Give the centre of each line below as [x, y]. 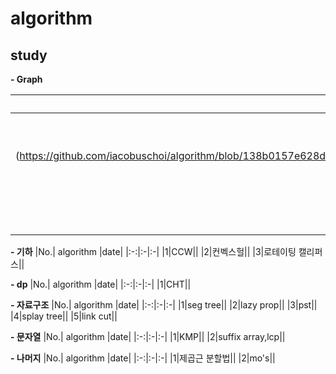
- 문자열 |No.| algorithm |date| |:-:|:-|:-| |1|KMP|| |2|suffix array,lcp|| [148, 336]
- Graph [26, 79]
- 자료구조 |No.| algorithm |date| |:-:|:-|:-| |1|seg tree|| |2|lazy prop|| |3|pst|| [164, 305]
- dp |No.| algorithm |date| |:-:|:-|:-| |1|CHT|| [101, 284]
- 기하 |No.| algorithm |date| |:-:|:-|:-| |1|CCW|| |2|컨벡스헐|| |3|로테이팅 [153, 251]
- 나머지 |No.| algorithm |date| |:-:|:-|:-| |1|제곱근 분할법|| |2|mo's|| [143, 358]
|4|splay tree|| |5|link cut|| [64, 316]
